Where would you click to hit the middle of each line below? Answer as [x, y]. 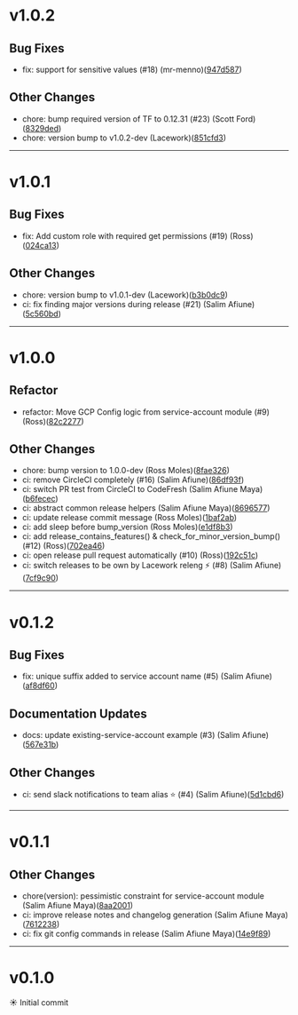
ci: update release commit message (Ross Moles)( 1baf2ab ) [129, 518]
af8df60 [40, 686]
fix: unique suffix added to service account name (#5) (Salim [133, 677]
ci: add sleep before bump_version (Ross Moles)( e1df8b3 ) [127, 527]
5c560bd [42, 313]
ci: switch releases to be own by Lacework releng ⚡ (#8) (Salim [137, 566]
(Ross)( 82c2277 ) [53, 421]
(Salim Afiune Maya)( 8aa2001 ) [78, 906]
